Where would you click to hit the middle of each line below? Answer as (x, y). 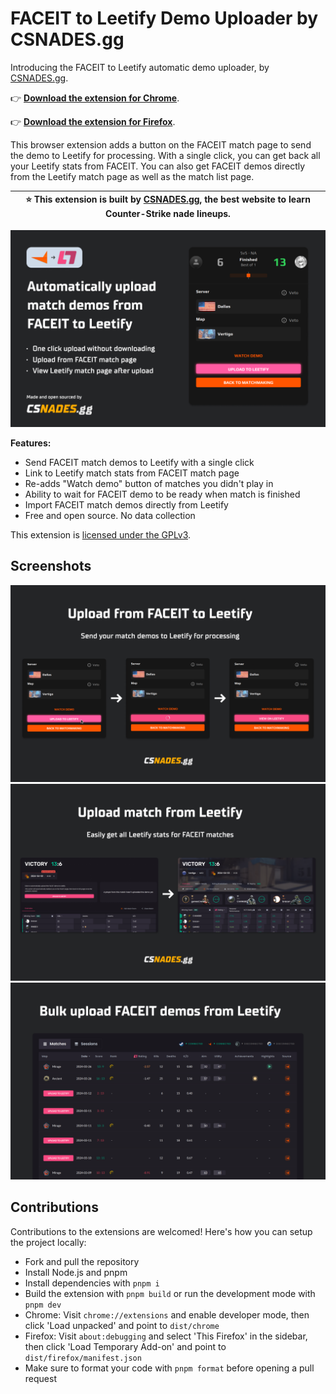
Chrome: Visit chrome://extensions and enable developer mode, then (167, 1314)
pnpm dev (43, 1305)
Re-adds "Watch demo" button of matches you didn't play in (149, 483)
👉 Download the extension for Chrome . (95, 98)
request (40, 1378)
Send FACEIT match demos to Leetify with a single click (139, 462)
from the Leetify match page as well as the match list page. (132, 176)
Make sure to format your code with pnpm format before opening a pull (169, 1368)
